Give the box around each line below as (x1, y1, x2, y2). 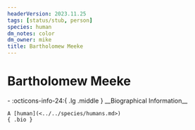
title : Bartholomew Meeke (7, 43, 83, 50)
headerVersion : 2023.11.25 (7, 10, 87, 18)
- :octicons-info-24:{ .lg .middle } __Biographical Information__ (7, 96, 188, 105)
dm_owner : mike (7, 37, 52, 44)
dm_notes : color (7, 30, 55, 37)
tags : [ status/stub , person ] (7, 17, 93, 24)
